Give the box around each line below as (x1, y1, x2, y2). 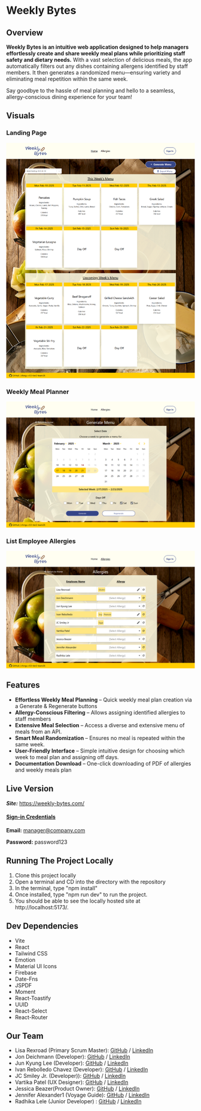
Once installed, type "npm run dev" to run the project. (14, 891, 148, 898)
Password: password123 (6, 838, 68, 846)
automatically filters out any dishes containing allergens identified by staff (6, 62, 188, 70)
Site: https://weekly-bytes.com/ (6, 799, 85, 807)
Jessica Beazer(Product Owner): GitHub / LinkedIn (14, 1085, 140, 1092)
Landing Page (6, 129, 47, 137)
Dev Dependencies (6, 921, 79, 931)
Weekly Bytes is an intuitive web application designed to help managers (6, 43, 189, 50)
